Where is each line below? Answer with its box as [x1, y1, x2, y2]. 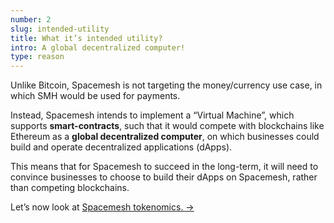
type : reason [10, 52, 65, 62]
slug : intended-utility [10, 24, 110, 34]
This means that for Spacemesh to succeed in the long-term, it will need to [10, 161, 319, 173]
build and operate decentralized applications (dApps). [10, 141, 233, 153]
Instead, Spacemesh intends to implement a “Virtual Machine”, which [10, 109, 295, 121]
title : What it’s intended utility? [10, 33, 163, 43]
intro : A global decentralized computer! [10, 42, 186, 53]
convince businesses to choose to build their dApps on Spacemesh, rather [10, 171, 318, 183]
